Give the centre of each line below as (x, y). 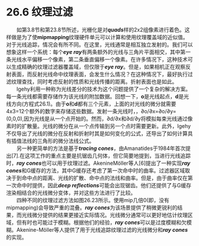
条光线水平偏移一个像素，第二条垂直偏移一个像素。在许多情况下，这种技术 (97, 59)
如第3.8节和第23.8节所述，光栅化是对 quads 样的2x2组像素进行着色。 (101, 30)
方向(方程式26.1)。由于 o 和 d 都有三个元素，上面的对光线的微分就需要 (94, 104)
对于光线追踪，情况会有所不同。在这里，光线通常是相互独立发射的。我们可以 (99, 44)
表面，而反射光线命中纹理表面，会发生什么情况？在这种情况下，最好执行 (99, 74)
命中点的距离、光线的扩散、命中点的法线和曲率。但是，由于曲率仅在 (105, 178)
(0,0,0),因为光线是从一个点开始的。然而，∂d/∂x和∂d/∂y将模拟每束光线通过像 (99, 119)
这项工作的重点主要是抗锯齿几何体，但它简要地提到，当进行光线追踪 (108, 155)
